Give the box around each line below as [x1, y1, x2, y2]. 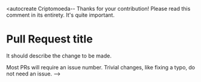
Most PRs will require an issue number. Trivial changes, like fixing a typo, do [6, 63, 195, 71]
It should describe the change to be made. [6, 52, 112, 59]
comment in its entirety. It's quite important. [6, 11, 115, 19]
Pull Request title [6, 32, 93, 46]
